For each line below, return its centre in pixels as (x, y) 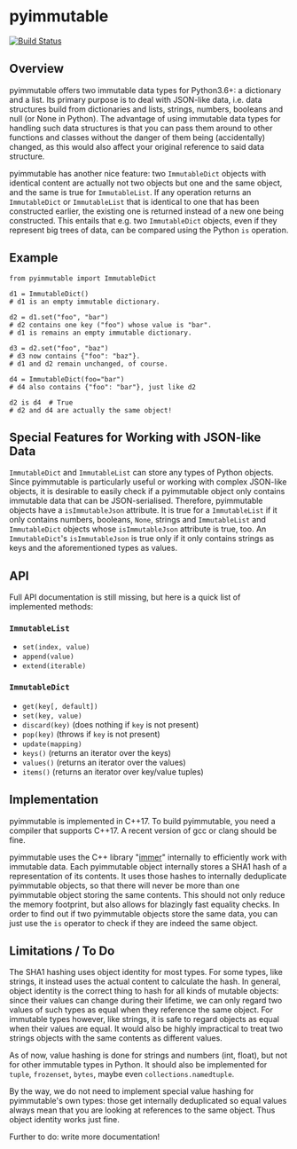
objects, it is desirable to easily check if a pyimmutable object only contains (147, 492)
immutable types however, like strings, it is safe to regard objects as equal (144, 1019)
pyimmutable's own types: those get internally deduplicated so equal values (148, 1101)
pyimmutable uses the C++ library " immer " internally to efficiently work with (148, 857)
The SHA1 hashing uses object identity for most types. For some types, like (146, 972)
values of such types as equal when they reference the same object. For (141, 1010)
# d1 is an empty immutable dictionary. (85, 302)
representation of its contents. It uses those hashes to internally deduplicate (148, 876)
